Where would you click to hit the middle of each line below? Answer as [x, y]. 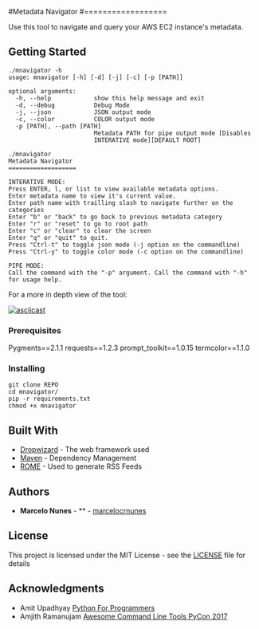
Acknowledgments [57, 589]
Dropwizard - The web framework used [84, 450]
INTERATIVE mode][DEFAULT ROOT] [147, 140]
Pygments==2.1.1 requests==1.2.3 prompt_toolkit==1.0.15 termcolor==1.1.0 [129, 348]
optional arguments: [43, 91]
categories [26, 210]
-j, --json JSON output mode [83, 112]
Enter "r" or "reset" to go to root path [78, 224]
